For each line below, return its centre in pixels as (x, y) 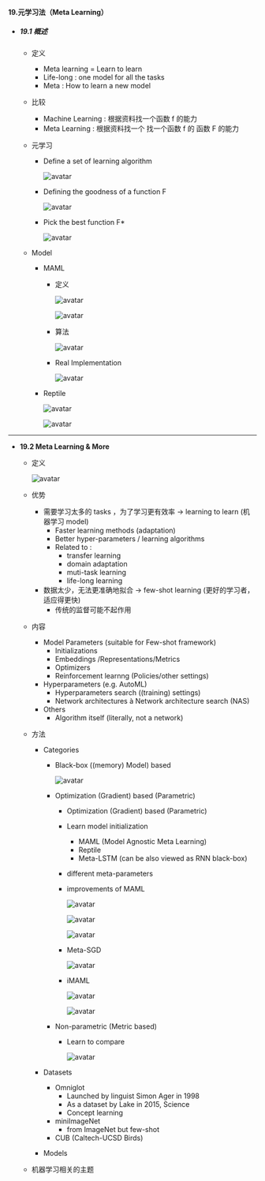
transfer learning (94, 555)
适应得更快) (62, 600)
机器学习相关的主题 (63, 1169)
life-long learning (95, 581)
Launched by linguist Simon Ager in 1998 (133, 1096)
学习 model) (69, 521)
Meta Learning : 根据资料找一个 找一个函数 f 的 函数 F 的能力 (141, 128)
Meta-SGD (84, 950)
